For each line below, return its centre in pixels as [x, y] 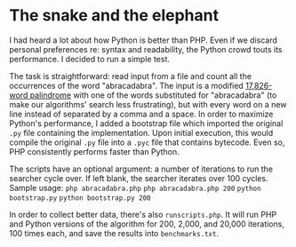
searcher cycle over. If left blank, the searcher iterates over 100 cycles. [139, 178]
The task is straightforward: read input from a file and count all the [130, 76]
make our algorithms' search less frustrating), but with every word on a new [148, 104]
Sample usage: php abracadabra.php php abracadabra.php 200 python [135, 187]
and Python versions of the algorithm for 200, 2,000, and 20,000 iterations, [147, 224]
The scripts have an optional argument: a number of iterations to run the [141, 169]
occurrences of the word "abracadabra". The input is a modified [127, 85]
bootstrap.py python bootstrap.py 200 [80, 198]
